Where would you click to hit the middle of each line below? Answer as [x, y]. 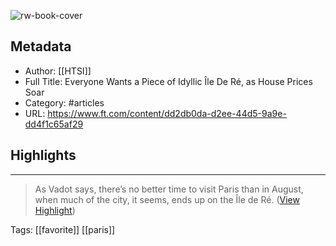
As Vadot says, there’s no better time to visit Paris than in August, [169, 189]
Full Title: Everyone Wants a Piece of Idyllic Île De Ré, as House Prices [168, 81]
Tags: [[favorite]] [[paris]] [63, 229]
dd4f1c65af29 [54, 124]
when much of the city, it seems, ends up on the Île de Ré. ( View [167, 199]
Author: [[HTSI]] [58, 71]
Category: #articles [64, 102]
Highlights [43, 155]
